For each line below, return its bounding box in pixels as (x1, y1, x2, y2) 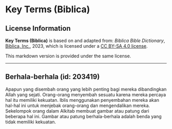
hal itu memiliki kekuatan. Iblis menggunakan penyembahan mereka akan (5, 97, 160, 103)
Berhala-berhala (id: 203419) (5, 73, 100, 81)
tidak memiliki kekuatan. (5, 119, 56, 125)
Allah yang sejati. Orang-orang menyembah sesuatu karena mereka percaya (5, 91, 166, 98)
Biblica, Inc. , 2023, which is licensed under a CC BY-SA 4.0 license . (5, 43, 148, 49)
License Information (5, 24, 71, 33)
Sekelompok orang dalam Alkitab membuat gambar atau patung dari (5, 107, 149, 114)
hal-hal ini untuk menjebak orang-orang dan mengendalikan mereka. (5, 102, 150, 109)
